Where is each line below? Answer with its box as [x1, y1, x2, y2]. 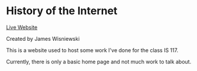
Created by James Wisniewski [6, 35, 80, 42]
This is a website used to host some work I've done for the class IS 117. [6, 46, 179, 54]
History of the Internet [6, 4, 118, 18]
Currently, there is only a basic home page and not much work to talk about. [6, 58, 192, 65]
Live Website [6, 24, 38, 31]
